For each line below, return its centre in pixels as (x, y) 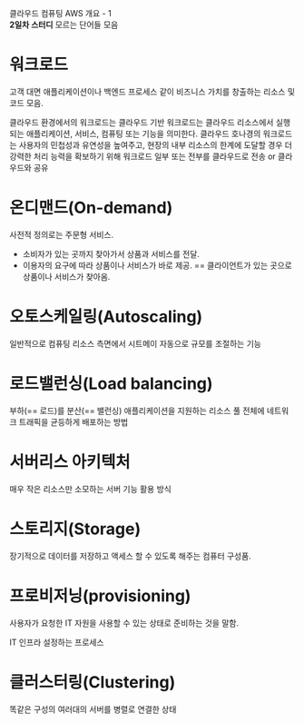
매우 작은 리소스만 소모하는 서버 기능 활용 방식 (91, 489)
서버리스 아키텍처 (70, 462)
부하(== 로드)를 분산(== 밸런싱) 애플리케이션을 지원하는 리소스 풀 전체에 (137, 411)
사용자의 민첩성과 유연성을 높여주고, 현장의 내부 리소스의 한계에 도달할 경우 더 (156, 144)
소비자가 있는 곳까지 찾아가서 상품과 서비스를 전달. (111, 253)
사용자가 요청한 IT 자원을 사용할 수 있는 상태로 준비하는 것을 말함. (124, 623)
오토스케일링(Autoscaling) (106, 317)
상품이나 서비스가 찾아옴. (66, 276)
